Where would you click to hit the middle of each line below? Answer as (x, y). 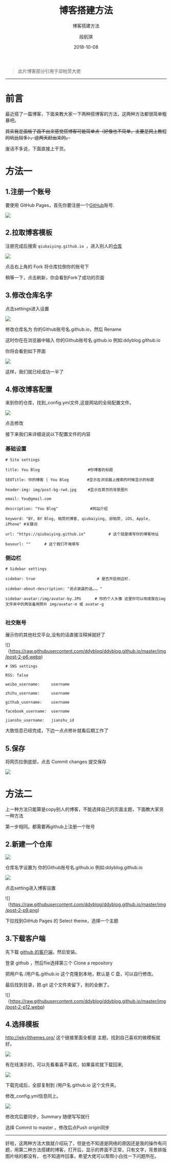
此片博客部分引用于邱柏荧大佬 (49, 71)
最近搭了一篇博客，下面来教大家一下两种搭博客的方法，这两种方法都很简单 (84, 114)
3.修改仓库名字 (29, 296)
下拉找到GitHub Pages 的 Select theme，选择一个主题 (62, 921)
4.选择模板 (22, 1024)
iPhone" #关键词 (21, 524)
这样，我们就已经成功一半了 (35, 371)
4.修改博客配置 (29, 389)
